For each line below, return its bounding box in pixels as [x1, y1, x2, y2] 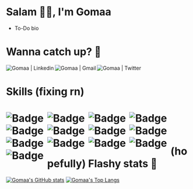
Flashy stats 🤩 [88, 157, 157, 170]
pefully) [47, 157, 86, 170]
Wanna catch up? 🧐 [6, 45, 101, 59]
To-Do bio [14, 25, 39, 32]
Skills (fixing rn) [6, 85, 85, 98]
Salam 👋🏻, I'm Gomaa [6, 5, 112, 19]
